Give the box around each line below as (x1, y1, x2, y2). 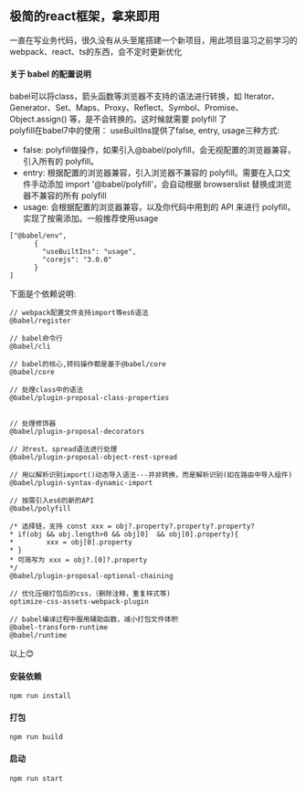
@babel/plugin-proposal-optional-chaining (9, 572, 174, 581)
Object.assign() (9, 113, 68, 125)
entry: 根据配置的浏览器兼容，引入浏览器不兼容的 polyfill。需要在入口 (22, 167, 283, 178)
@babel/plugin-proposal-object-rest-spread (9, 453, 178, 462)
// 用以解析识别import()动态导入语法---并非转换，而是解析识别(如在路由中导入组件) (9, 470, 293, 480)
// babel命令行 (9, 334, 63, 343)
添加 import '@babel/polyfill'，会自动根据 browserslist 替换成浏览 (47, 179, 292, 190)
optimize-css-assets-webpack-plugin (9, 597, 149, 607)
